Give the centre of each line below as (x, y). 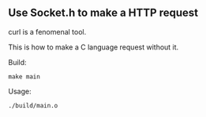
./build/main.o (33, 105)
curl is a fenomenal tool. (47, 31)
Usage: (20, 91)
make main (24, 77)
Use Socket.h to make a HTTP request (103, 13)
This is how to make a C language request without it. (94, 47)
